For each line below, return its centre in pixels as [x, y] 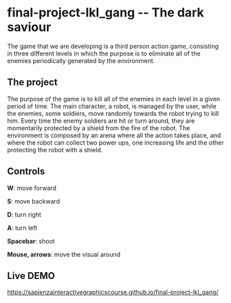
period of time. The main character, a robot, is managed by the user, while [112, 106]
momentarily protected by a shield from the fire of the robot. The [99, 128]
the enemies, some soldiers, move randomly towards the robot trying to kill [113, 113]
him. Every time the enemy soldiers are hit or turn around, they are [101, 121]
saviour [29, 27]
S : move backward [34, 201]
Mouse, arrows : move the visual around [64, 254]
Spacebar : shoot [31, 241]
